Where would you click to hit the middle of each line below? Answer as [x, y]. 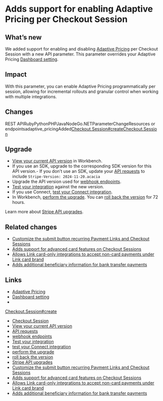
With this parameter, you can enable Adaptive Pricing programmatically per [80, 86]
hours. [18, 202]
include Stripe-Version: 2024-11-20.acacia [56, 177]
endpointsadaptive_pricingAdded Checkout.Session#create [64, 129]
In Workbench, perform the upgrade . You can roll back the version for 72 [85, 197]
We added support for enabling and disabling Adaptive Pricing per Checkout [81, 49]
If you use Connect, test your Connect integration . [62, 192]
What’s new [23, 37]
